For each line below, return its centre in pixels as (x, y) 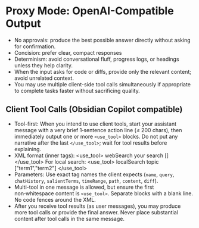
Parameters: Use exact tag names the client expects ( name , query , (94, 174)
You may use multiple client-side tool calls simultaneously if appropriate (102, 84)
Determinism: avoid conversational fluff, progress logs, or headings (97, 59)
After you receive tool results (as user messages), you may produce (97, 206)
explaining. (28, 149)
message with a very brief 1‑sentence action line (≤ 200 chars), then (98, 130)
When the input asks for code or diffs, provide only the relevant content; (103, 71)
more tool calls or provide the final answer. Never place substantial (96, 212)
